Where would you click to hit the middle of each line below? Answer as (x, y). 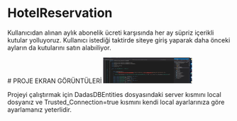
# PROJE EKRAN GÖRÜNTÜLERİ (55, 81)
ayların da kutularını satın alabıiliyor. (59, 47)
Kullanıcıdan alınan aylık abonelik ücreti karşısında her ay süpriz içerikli (111, 33)
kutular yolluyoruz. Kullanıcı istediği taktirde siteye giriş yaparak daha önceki (119, 40)
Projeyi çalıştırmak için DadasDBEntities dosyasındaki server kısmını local (114, 95)
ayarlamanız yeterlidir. (40, 110)
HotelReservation (60, 13)
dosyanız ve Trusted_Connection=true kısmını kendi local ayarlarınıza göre (116, 102)
